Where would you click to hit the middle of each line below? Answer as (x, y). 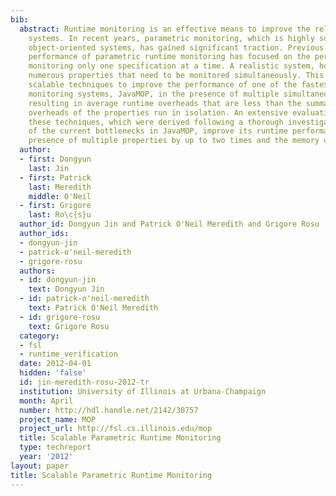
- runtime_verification (68, 354)
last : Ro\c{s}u (60, 215)
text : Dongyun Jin (66, 289)
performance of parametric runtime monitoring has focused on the (169, 57)
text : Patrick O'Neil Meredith (93, 308)
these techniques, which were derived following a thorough (156, 122)
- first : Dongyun (55, 159)
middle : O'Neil (60, 196)
